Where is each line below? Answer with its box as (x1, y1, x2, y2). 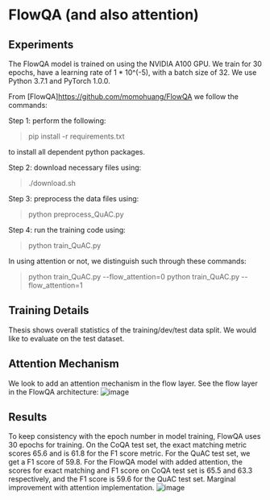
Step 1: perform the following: (8, 116, 106, 126)
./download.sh (27, 179, 77, 188)
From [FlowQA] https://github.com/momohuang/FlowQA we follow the (8, 92, 239, 101)
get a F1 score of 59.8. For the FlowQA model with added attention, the (8, 457, 243, 467)
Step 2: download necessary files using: (8, 163, 142, 172)
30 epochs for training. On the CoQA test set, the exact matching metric (8, 440, 247, 450)
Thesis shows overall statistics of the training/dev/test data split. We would (8, 324, 256, 335)
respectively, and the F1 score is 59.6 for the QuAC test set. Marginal (8, 474, 236, 484)
